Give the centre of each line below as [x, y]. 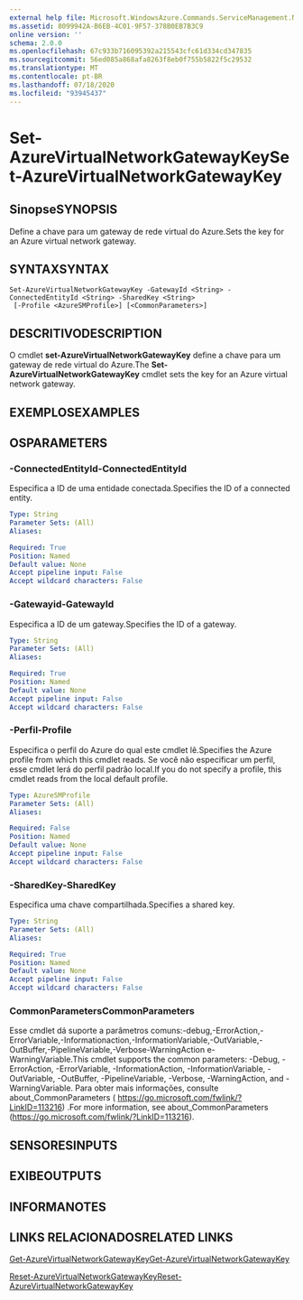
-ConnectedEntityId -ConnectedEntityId [98, 469]
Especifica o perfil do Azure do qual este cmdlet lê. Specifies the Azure [141, 749]
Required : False [40, 828]
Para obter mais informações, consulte [147, 1088]
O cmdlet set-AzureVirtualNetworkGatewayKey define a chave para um [145, 355]
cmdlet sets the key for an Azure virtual [215, 375]
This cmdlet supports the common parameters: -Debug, [176, 1059]
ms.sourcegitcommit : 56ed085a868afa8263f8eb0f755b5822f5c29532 [131, 60]
